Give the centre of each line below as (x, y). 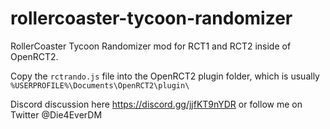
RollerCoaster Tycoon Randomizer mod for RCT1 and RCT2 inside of (151, 46)
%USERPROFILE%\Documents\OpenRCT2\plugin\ (100, 85)
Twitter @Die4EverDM (56, 114)
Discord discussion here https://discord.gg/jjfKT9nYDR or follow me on (156, 104)
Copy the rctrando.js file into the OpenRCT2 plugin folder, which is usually (165, 76)
